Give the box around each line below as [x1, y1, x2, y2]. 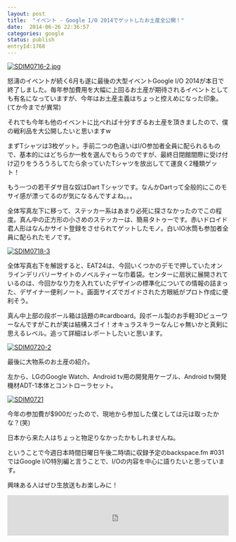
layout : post [7, 10, 46, 18]
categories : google [7, 29, 65, 37]
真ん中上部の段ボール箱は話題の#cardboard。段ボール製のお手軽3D [7, 312, 204, 319]
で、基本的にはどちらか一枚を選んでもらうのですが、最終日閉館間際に [7, 150, 210, 159]
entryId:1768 [7, 43, 46, 50]
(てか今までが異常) [7, 103, 62, 111]
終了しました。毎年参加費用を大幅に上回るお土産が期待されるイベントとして [7, 86, 229, 93]
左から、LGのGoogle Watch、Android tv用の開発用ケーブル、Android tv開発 [7, 373, 227, 381]
